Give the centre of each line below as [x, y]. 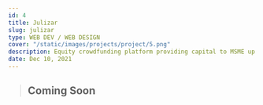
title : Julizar [33, 23]
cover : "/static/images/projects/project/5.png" [89, 45]
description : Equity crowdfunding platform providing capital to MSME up [132, 52]
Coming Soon [61, 91]
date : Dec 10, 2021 [40, 60]
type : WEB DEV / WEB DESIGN [54, 37]
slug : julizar [31, 30]
